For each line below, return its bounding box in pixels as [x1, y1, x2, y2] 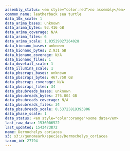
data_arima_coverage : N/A [5, 30, 57, 35]
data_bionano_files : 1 [5, 57, 51, 62]
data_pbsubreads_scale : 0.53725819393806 [5, 107, 91, 112]
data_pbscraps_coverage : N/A [5, 79, 64, 84]
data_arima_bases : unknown [5, 20, 60, 26]
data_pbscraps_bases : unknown [5, 71, 67, 75]
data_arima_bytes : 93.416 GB [5, 25, 64, 30]
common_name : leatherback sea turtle [5, 12, 82, 17]
